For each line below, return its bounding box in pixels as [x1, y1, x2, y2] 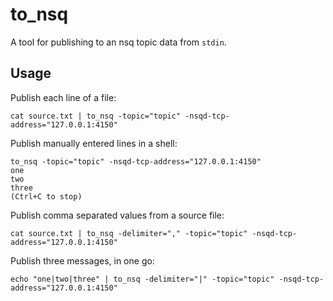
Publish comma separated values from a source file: [10, 209, 225, 221]
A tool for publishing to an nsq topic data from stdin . [10, 36, 227, 48]
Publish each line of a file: [10, 91, 117, 103]
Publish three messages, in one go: [10, 254, 155, 267]
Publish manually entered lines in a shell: [10, 137, 178, 149]
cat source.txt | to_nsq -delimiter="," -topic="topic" [10, 228, 248, 238]
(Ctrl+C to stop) [10, 191, 83, 202]
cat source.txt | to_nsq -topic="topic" [10, 111, 182, 121]
